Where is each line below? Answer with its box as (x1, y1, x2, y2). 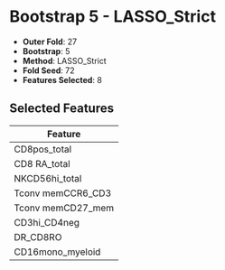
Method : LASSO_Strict (22, 55, 107, 66)
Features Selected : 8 (22, 74, 102, 85)
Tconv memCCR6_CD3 (14, 187, 111, 200)
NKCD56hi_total (14, 172, 82, 184)
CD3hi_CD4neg (14, 216, 80, 228)
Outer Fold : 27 (22, 36, 78, 47)
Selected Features (9, 101, 115, 116)
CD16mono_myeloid (14, 246, 101, 258)
